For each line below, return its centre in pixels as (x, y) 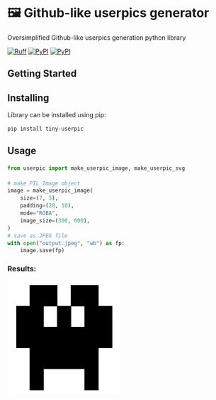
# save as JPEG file (38, 236)
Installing (28, 98)
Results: (22, 269)
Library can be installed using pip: (57, 115)
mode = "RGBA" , (39, 213)
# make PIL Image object (44, 183)
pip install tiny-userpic (45, 129)
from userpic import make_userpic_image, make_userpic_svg (96, 168)
